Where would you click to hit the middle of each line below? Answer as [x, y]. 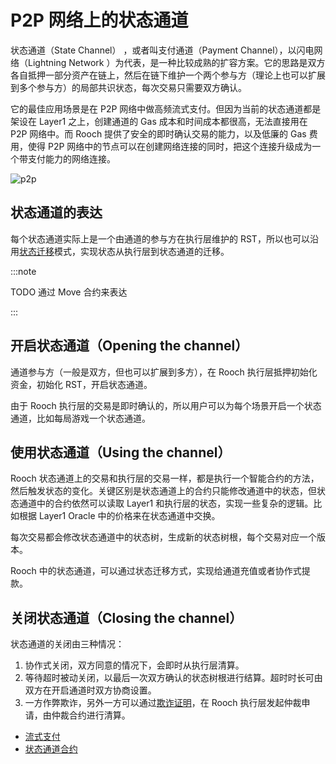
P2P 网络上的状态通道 [99, 20]
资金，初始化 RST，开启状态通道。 [81, 384]
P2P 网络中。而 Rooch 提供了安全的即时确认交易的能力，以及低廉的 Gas [158, 133]
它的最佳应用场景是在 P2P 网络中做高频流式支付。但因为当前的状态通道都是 [166, 108]
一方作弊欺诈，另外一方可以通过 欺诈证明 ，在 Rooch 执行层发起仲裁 [163, 703]
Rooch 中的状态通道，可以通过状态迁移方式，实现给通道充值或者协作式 [156, 571]
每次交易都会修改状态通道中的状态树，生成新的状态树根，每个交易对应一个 [163, 537]
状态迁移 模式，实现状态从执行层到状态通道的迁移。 [124, 251]
